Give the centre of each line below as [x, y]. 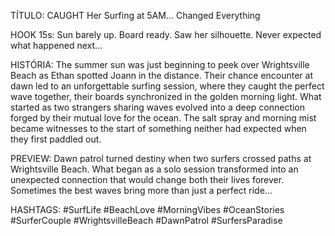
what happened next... [56, 45]
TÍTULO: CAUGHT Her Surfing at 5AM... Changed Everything [135, 15]
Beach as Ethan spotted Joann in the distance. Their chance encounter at [162, 75]
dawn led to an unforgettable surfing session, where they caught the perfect [167, 86]
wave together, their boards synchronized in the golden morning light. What [166, 96]
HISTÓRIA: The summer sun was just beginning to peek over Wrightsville [160, 64]
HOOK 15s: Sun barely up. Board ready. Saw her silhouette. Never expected [166, 34]
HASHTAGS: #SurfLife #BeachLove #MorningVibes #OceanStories [147, 209]
